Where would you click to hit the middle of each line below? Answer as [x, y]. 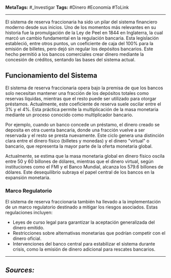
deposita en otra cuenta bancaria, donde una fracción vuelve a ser [75, 130]
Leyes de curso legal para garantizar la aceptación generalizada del [84, 222]
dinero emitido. [28, 228]
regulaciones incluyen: [29, 213]
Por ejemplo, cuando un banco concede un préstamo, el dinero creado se [82, 124]
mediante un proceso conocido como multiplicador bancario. [69, 115]
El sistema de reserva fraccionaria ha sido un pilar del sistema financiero [81, 22]
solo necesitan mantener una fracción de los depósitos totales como [77, 93]
